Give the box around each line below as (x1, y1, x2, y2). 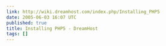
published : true (6, 20, 47, 26)
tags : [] (6, 31, 28, 37)
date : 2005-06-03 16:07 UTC (6, 14, 77, 20)
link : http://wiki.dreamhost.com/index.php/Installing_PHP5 (6, 8, 161, 15)
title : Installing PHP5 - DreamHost (6, 25, 98, 32)
